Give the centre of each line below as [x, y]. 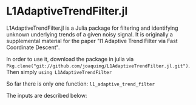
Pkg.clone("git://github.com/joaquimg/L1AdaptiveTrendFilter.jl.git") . [98, 66]
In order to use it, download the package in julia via [70, 59]
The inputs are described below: [47, 95]
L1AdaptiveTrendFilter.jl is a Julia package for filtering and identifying [92, 28]
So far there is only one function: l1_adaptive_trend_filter [81, 84]
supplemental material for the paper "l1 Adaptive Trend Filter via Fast [92, 41]
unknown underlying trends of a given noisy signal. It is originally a [90, 34]
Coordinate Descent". [33, 47]
